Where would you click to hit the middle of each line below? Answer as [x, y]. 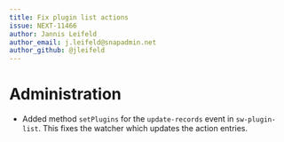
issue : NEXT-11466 [43, 26]
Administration [65, 95]
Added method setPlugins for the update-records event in [128, 119]
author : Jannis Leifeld [53, 34]
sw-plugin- [256, 120]
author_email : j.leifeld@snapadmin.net [83, 42]
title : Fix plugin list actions [69, 17]
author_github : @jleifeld [57, 51]
